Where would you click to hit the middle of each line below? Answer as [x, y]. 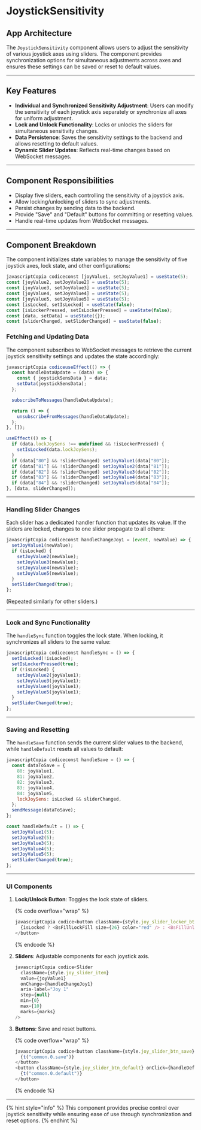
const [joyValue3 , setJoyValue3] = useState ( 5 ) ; [68, 288]
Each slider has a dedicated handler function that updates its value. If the [96, 523]
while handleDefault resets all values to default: [65, 749]
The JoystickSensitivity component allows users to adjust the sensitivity [97, 47]
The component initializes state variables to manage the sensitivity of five [97, 259]
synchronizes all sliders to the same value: [58, 642]
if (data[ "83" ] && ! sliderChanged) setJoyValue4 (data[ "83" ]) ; [91, 477]
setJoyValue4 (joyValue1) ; [49, 686]
